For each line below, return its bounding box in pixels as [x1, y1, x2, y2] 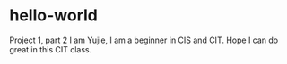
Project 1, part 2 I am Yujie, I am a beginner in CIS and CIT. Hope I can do [9, 35, 279, 45]
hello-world [9, 5, 99, 26]
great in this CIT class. [9, 44, 92, 54]
